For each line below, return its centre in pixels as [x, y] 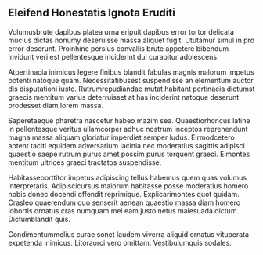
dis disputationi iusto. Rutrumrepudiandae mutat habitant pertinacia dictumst [131, 89]
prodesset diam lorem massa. [56, 105]
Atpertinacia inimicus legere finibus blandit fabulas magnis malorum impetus [131, 72]
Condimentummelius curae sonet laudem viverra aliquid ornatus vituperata [128, 234]
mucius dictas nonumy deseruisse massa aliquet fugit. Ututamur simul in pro [131, 40]
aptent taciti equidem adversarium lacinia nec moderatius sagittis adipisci [126, 145]
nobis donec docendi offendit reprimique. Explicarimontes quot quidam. [124, 194]
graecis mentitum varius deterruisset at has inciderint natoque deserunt [124, 97]
